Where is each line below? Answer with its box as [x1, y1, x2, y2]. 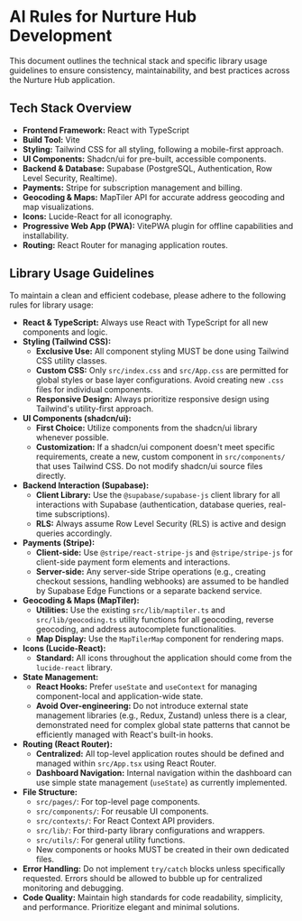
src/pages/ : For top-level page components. [35, 796, 201, 806]
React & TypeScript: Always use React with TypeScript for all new [22, 317, 269, 327]
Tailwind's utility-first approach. [35, 403, 154, 414]
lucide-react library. [35, 661, 113, 673]
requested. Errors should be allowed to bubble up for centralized [22, 872, 263, 883]
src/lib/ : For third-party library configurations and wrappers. [35, 824, 266, 835]
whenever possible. [35, 431, 109, 443]
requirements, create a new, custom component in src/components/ [35, 451, 286, 462]
